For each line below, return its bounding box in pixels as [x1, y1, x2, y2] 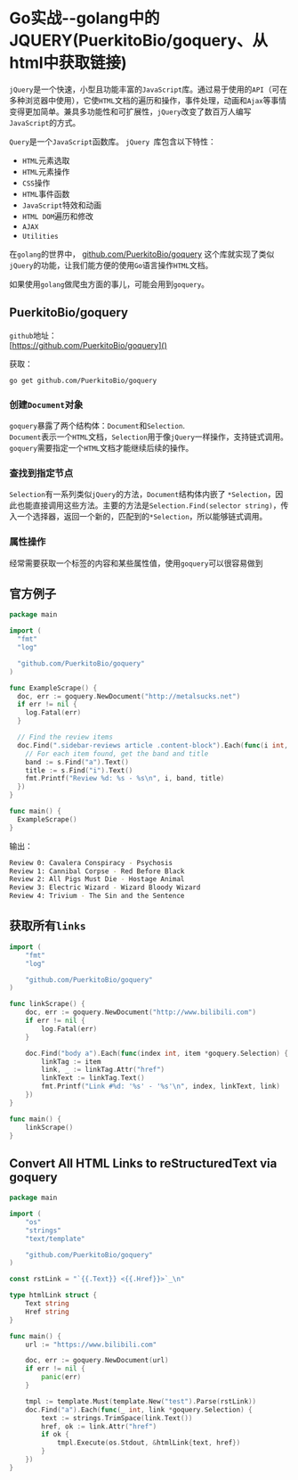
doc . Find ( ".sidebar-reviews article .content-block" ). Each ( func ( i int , [17, 740, 289, 749]
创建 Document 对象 [9, 398, 84, 411]
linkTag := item [41, 1057, 101, 1066]
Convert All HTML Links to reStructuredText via [9, 1156, 278, 1171]
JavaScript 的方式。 [9, 117, 81, 127]
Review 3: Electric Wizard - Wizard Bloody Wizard [9, 883, 201, 892]
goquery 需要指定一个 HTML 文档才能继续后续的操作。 [9, 443, 194, 454]
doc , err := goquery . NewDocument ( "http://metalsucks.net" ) [17, 691, 241, 700]
